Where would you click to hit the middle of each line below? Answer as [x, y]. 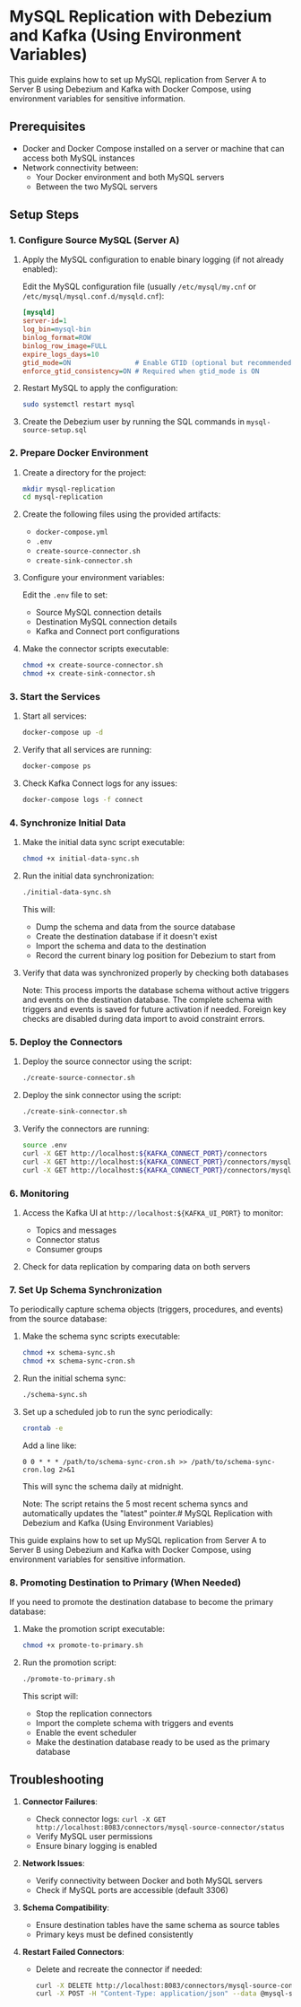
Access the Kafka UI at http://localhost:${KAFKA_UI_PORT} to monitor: [153, 1212]
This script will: [50, 1696]
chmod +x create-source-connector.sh [93, 666]
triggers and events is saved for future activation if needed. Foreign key [154, 1009]
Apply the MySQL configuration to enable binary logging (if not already [153, 260]
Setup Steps [44, 215]
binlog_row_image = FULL [64, 346]
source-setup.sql [55, 431]
